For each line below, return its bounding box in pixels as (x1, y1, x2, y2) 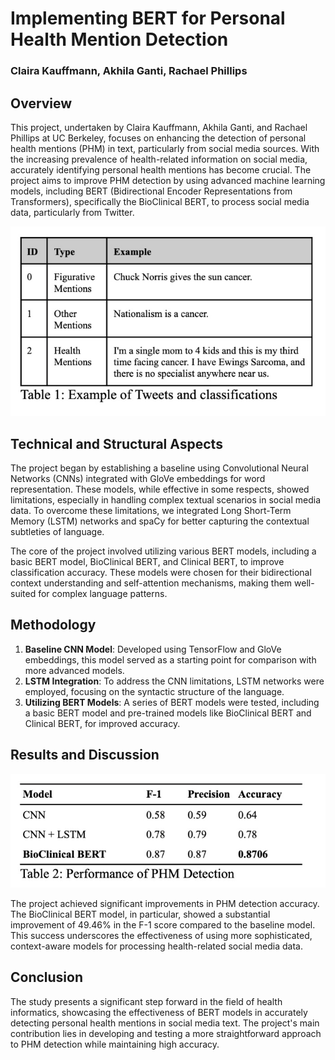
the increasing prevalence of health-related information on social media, (10, 153, 308, 165)
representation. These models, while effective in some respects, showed (10, 483, 310, 496)
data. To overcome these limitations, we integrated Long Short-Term (10, 505, 292, 517)
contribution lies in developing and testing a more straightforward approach (10, 1027, 322, 1039)
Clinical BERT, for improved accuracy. (24, 717, 181, 729)
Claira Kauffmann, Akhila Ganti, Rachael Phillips (10, 64, 248, 78)
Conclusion (10, 969, 84, 986)
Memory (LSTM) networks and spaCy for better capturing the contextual (10, 515, 310, 527)
